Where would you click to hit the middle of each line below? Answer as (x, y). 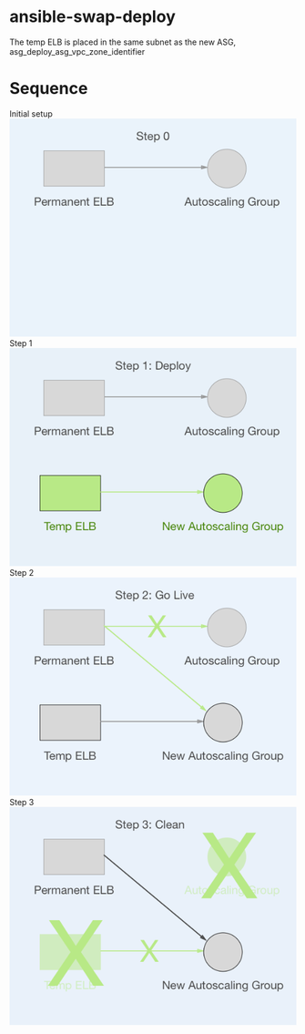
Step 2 (22, 572)
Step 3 (22, 802)
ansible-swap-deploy (92, 17)
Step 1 (21, 343)
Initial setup (31, 113)
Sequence (49, 89)
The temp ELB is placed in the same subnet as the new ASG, (123, 42)
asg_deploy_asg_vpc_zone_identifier (77, 51)
